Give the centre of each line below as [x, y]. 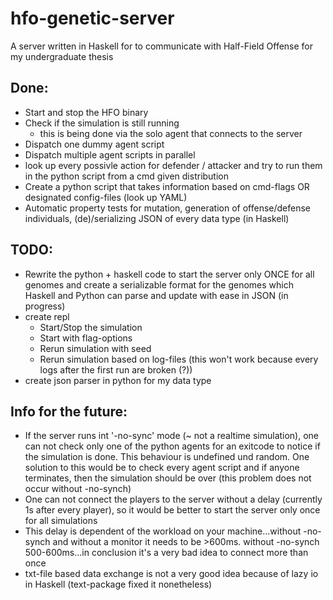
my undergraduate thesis [62, 56]
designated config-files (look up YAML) [106, 197]
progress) [45, 306]
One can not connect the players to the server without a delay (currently [173, 499]
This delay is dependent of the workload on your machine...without [163, 531]
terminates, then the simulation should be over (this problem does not [168, 478]
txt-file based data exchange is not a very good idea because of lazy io [171, 574]
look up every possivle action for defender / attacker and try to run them [173, 165]
